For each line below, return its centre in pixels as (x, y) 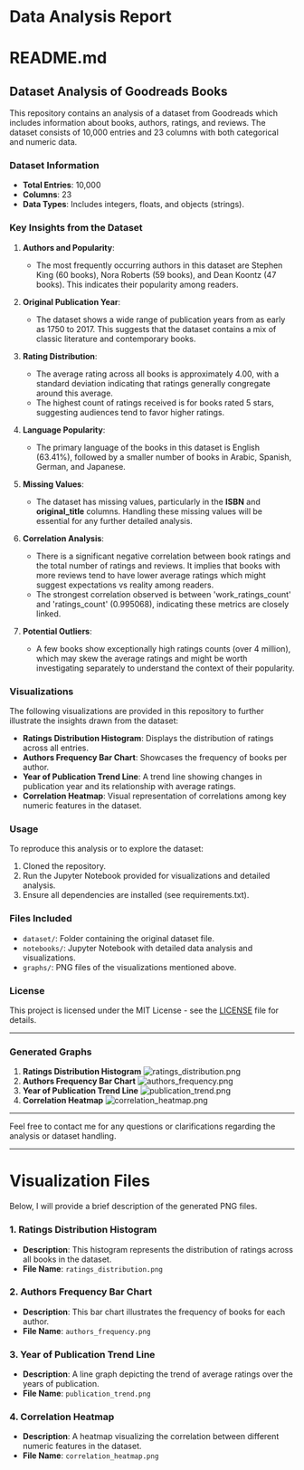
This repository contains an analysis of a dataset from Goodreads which (144, 113)
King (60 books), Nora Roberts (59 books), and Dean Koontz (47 (156, 274)
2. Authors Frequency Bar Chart (81, 1292)
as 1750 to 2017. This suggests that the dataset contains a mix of (156, 329)
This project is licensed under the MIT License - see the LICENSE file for (144, 1010)
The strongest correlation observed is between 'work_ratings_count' (163, 594)
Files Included (41, 919)
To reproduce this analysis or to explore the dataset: (106, 849)
